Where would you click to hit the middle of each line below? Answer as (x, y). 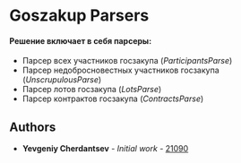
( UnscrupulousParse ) (62, 80)
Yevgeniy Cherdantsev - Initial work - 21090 (105, 149)
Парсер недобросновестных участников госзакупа (120, 70)
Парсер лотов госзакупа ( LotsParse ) (92, 90)
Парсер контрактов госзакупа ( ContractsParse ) (113, 99)
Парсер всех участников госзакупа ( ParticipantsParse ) (127, 61)
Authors (33, 127)
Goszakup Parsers (79, 16)
